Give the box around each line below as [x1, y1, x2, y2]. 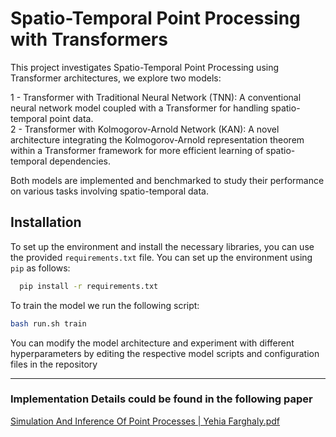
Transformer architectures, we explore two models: [10, 72, 222, 84]
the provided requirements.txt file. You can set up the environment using [10, 251, 313, 263]
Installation [10, 214, 82, 231]
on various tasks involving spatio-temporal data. [10, 185, 209, 197]
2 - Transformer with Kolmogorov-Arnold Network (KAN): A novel [10, 123, 280, 135]
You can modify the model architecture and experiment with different [10, 337, 295, 349]
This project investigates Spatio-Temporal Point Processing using [10, 61, 280, 73]
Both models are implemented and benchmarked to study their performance [10, 174, 325, 186]
